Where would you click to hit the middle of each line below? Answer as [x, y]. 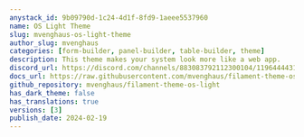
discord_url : [34, 68]
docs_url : [28, 77]
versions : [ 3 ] [36, 110]
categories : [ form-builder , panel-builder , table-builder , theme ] [137, 51]
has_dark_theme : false [52, 93]
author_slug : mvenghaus [54, 43]
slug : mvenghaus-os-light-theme [70, 34]
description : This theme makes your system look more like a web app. [145, 59]
